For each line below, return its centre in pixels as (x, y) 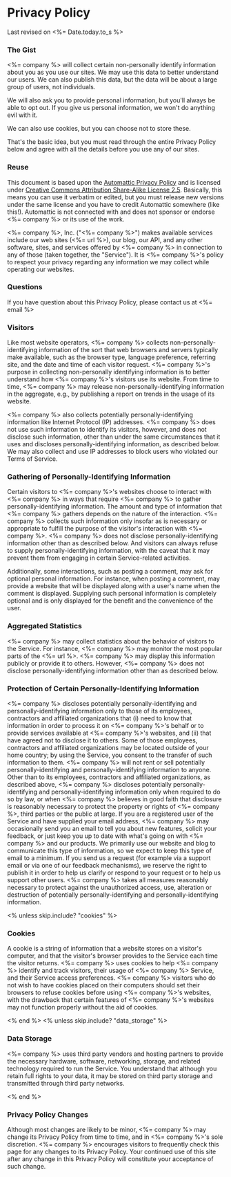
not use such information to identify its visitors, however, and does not (107, 430)
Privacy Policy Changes (48, 1114)
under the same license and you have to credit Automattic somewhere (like (113, 204)
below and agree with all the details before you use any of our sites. (103, 149)
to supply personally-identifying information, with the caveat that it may (109, 551)
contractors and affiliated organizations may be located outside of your (108, 748)
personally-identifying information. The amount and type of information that (115, 507)
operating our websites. (41, 269)
